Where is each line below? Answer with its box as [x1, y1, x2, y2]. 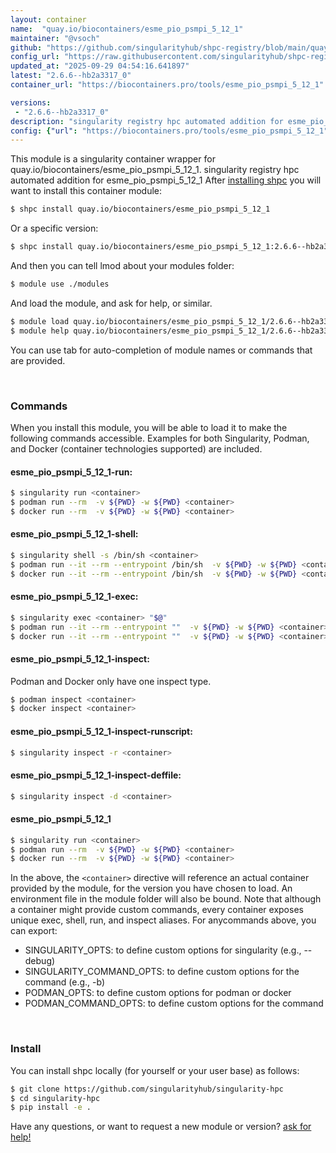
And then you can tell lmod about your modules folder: [10, 260, 235, 271]
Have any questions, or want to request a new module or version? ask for [10, 1121, 312, 1133]
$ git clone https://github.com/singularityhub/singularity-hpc [10, 1084, 284, 1094]
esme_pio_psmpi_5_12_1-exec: [10, 591, 139, 603]
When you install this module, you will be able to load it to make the [10, 421, 288, 433]
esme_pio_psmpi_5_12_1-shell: [10, 528, 139, 540]
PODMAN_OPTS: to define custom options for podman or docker [24, 987, 292, 999]
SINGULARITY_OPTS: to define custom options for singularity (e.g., [24, 944, 302, 956]
